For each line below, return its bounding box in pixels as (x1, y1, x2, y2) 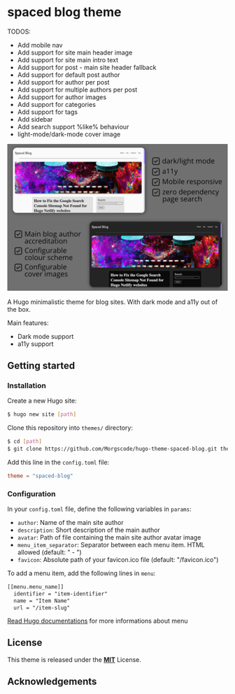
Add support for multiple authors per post (17, 85, 138, 94)
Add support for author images (17, 92, 107, 101)
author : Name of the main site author (17, 519, 124, 527)
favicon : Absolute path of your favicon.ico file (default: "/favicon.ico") (17, 556, 219, 564)
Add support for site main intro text (17, 55, 119, 64)
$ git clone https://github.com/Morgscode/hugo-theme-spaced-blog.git (7, 445, 218, 453)
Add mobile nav (17, 41, 63, 49)
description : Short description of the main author (17, 526, 161, 535)
